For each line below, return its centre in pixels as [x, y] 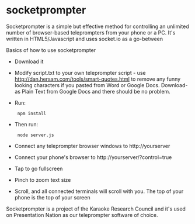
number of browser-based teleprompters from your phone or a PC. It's [91, 32]
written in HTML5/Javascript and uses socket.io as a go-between [85, 39]
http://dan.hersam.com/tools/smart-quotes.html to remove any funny [97, 79]
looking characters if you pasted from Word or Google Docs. [87, 85]
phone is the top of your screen [52, 197]
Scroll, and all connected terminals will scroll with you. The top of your [99, 191]
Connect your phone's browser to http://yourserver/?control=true [93, 157]
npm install [32, 113]
